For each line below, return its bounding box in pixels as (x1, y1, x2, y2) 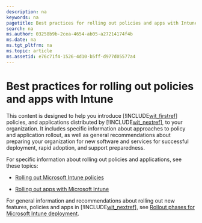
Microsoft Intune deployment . (6, 210, 79, 217)
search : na (6, 25, 34, 32)
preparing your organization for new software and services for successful (6, 138, 189, 145)
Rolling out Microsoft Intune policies (14, 174, 104, 181)
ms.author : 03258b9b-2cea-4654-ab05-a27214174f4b (6, 31, 133, 37)
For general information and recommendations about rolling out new (6, 197, 176, 204)
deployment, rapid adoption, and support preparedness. (6, 144, 145, 151)
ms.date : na (6, 37, 36, 43)
